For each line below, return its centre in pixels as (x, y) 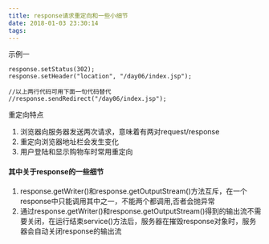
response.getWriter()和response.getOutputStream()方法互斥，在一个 (133, 191)
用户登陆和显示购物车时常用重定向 (76, 152)
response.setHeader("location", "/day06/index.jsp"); (100, 77)
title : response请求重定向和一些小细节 (68, 16)
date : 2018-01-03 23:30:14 (53, 23)
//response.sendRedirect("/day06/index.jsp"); (88, 99)
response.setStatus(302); (51, 70)
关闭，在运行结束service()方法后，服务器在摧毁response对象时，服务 (142, 221)
